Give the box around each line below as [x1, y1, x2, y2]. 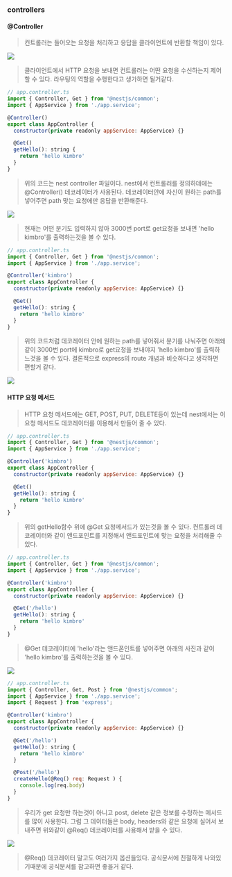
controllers [7, 5, 45, 15]
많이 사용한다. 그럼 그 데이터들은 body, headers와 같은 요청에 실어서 [31, 817, 217, 825]
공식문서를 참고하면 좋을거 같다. [48, 862, 134, 870]
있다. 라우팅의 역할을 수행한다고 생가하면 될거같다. [39, 75, 175, 83]
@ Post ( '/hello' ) [13, 769, 60, 776]
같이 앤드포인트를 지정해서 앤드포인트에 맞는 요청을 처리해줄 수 [54, 532, 223, 540]
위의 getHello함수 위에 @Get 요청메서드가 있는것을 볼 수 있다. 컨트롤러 [24, 523, 216, 531]
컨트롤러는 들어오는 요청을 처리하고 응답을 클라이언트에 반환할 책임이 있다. [24, 38, 224, 47]
